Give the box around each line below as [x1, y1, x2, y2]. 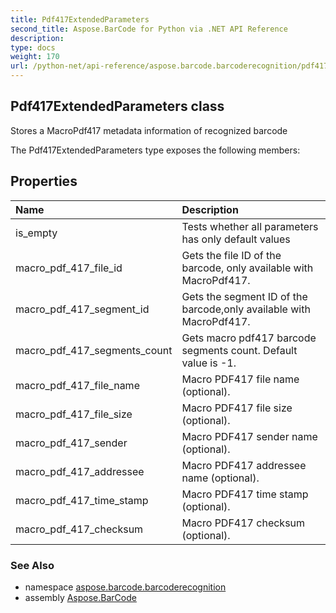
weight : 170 [10, 52, 60, 62]
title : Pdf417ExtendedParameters [10, 14, 150, 25]
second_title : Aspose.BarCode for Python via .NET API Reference [10, 24, 288, 34]
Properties [10, 173, 78, 190]
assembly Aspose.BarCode [24, 591, 137, 603]
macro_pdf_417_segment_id [15, 302, 150, 316]
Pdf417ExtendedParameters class [10, 98, 225, 115]
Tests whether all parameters [181, 219, 319, 233]
